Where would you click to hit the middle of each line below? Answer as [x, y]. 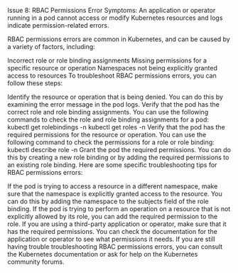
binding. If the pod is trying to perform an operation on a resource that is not [119, 209]
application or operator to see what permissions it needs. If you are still [111, 239]
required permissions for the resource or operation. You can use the [107, 135]
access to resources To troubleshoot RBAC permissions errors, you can [112, 75]
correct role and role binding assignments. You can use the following [108, 112]
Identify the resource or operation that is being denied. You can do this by [115, 97]
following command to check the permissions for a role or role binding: [111, 142]
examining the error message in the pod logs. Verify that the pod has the [114, 105]
